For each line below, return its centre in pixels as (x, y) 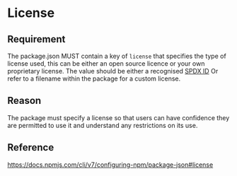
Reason (24, 101)
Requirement (36, 39)
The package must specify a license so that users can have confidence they (118, 117)
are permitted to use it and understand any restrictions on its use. (103, 125)
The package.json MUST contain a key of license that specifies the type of (117, 56)
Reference (31, 147)
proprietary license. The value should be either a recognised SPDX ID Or (113, 71)
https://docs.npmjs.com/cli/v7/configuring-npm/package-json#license (110, 165)
